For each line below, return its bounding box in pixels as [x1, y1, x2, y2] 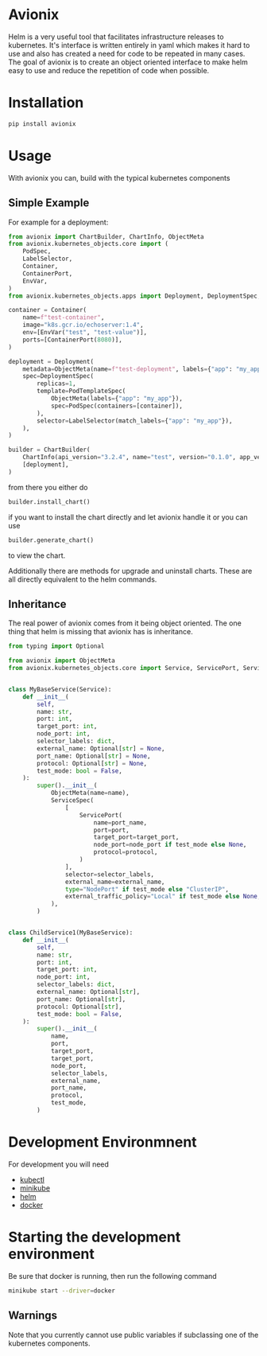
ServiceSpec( [50, 797, 94, 805]
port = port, [93, 826, 130, 834]
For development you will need [8, 1159, 110, 1169]
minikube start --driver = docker [8, 1287, 115, 1295]
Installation [8, 94, 84, 112]
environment [8, 1245, 95, 1263]
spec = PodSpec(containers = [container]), [50, 402, 183, 410]
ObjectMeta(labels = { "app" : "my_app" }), [50, 395, 183, 403]
